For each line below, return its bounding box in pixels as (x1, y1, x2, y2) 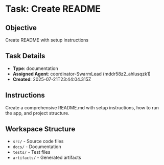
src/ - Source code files (12, 138, 64, 145)
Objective (5, 23, 37, 32)
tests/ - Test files (12, 149, 51, 155)
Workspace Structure (5, 125, 76, 133)
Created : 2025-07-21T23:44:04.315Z (12, 76, 91, 82)
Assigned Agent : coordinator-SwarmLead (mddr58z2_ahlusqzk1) (12, 70, 151, 77)
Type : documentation (12, 65, 58, 72)
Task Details (5, 52, 45, 60)
